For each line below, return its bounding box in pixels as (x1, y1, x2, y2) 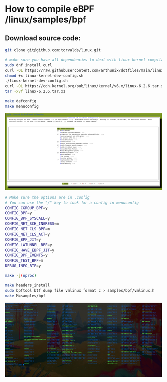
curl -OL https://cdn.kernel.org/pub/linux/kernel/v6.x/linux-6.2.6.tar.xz (5, 84, 166, 89)
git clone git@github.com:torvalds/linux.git (5, 48, 101, 53)
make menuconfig (5, 104, 39, 109)
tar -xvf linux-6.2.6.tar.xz (5, 89, 66, 94)
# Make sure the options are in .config (5, 195, 90, 200)
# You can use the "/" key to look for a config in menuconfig (5, 200, 139, 205)
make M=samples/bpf (5, 293, 46, 298)
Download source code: (5, 34, 81, 42)
